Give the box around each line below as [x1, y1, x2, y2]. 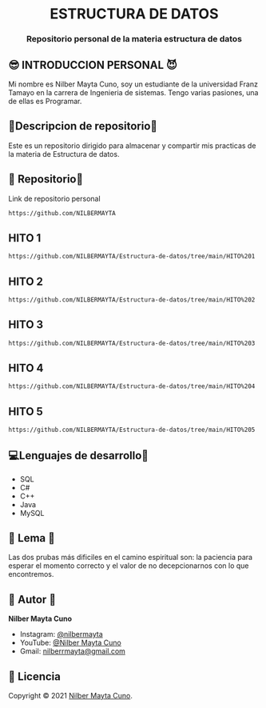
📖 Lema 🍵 [8, 531, 56, 545]
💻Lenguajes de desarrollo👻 [8, 449, 149, 462]
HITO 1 [8, 231, 42, 245]
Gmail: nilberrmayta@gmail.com [19, 646, 126, 656]
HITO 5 [8, 405, 44, 418]
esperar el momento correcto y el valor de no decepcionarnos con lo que [8, 561, 249, 570]
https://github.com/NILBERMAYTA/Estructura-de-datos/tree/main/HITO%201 [8, 253, 256, 261]
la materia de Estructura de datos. [8, 149, 120, 158]
